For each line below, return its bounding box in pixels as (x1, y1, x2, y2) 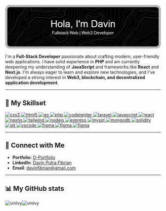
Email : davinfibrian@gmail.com (12, 165, 76, 170)
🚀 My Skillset (5, 99, 46, 107)
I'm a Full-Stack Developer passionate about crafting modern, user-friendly (5, 53, 160, 59)
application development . (5, 80, 59, 86)
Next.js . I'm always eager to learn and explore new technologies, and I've (5, 69, 155, 75)
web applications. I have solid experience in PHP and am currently (5, 59, 140, 65)
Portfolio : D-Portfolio (12, 154, 55, 160)
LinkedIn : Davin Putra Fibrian (12, 160, 72, 166)
